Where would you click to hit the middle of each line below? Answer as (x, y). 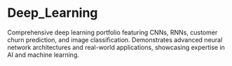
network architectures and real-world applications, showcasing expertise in (116, 47)
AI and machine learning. (43, 55)
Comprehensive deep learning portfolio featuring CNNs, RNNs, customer (112, 32)
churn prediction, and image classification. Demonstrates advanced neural (115, 39)
